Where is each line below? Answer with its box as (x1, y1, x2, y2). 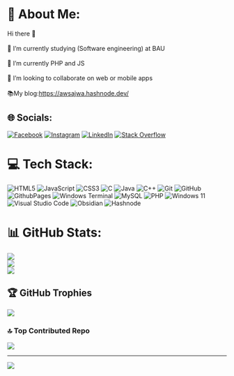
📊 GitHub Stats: (7, 225, 102, 240)
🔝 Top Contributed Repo (7, 326, 91, 336)
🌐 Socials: (7, 112, 53, 124)
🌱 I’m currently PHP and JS (7, 59, 85, 67)
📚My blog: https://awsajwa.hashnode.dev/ (7, 89, 129, 97)
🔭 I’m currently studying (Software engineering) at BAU (7, 44, 165, 52)
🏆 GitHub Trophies (7, 287, 93, 299)
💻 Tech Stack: (7, 156, 93, 172)
